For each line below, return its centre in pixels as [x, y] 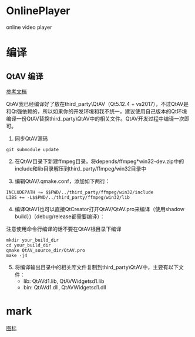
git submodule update [33, 149]
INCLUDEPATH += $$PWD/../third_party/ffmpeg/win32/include [80, 192]
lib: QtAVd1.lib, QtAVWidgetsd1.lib [64, 281]
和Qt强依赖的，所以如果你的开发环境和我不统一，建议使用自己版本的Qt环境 [97, 111]
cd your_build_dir [28, 245]
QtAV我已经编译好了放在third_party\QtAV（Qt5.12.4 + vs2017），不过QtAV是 [97, 104]
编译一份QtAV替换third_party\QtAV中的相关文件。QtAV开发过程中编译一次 [95, 118]
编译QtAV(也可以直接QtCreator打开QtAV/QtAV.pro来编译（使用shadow [100, 209]
